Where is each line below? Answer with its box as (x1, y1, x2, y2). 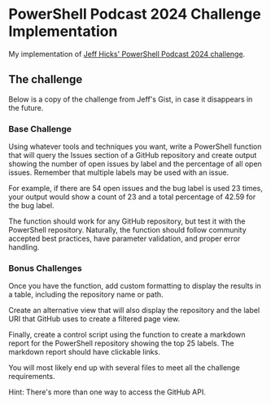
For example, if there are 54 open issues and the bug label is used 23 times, (8, 184, 263, 194)
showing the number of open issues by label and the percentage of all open (8, 159, 262, 169)
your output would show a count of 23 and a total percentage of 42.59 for (8, 192, 256, 202)
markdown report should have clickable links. (8, 347, 160, 357)
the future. (8, 102, 44, 112)
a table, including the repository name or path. (8, 290, 164, 299)
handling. (8, 242, 40, 252)
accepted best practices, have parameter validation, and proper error (8, 233, 241, 244)
